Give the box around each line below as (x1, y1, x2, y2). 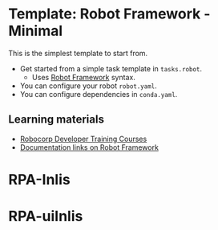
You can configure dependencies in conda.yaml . (19, 89, 178, 99)
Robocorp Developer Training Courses (19, 134, 147, 143)
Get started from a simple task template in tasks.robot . (19, 63, 203, 73)
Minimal (8, 22, 63, 40)
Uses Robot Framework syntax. (31, 72, 136, 82)
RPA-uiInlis (8, 208, 83, 225)
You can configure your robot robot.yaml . (19, 81, 158, 91)
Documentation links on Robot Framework (19, 142, 159, 152)
